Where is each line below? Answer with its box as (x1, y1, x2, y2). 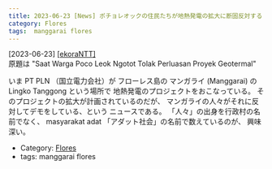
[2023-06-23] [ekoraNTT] (8, 50, 96, 59)
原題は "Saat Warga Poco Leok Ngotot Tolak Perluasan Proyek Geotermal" (8, 58, 257, 69)
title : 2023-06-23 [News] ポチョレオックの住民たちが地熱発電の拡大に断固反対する (8, 11, 263, 20)
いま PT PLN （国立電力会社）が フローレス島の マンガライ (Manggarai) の (8, 76, 257, 86)
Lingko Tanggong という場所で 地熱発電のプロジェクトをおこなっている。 (8, 86, 256, 96)
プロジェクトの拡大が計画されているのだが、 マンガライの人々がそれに (15, 97, 253, 106)
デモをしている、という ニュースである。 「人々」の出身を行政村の (29, 106, 254, 116)
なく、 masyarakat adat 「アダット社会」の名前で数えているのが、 (22, 117, 246, 127)
